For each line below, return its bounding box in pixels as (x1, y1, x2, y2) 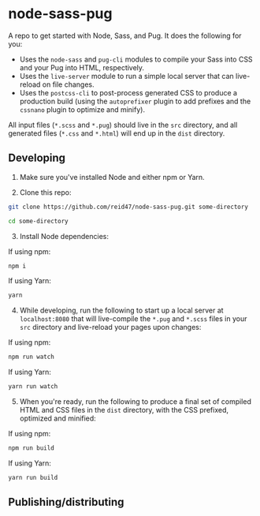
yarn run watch (8, 383, 58, 391)
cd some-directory (8, 217, 69, 225)
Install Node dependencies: (19, 231, 109, 241)
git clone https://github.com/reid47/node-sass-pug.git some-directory (8, 203, 248, 211)
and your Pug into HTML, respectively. (19, 62, 144, 72)
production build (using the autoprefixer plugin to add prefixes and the (19, 96, 251, 106)
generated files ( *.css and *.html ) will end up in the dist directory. (8, 128, 225, 138)
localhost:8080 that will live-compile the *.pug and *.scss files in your (19, 314, 247, 323)
